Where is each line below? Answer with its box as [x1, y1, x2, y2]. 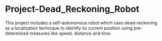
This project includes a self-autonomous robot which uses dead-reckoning [5, 20, 158, 26]
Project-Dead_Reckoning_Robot [5, 3, 140, 15]
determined [5, 30, 29, 36]
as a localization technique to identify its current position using [5, 25, 133, 31]
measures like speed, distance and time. [29, 30, 112, 36]
